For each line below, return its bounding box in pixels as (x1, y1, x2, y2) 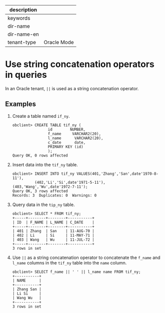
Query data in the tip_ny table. (12, 202, 75, 208)
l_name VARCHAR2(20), (47, 136, 104, 141)
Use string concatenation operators (5, 59, 155, 70)
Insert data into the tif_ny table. (12, 161, 78, 167)
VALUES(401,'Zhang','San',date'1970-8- (76, 171, 159, 176)
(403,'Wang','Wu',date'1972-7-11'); (12, 184, 88, 189)
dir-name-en (7, 31, 40, 38)
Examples (5, 100, 36, 108)
